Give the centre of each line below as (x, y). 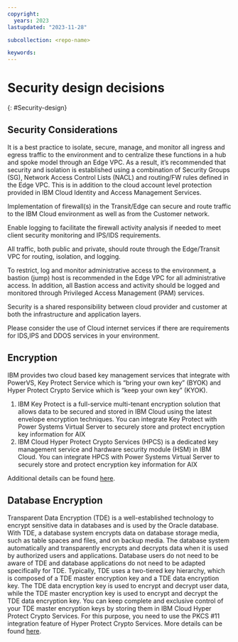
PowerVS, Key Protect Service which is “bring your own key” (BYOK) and (114, 382)
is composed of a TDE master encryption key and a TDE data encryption (113, 578)
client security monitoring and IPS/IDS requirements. (84, 235)
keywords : (22, 53)
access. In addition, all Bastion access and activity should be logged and (114, 285)
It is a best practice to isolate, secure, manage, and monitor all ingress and (116, 147)
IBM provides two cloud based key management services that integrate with (119, 375)
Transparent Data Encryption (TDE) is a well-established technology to (111, 518)
